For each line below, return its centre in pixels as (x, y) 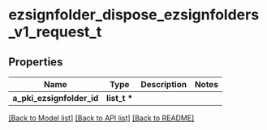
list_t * (120, 98)
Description (164, 84)
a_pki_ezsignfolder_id (56, 98)
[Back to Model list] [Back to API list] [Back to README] (101, 118)
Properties (36, 62)
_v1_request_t (55, 32)
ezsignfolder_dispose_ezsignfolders (134, 15)
